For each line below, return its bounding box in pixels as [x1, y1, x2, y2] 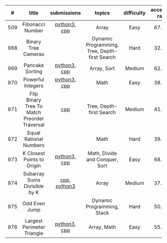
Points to [23, 156, 44, 163]
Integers [24, 82, 44, 89]
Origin [26, 162, 41, 169]
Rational [24, 136, 43, 142]
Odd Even [22, 200, 46, 207]
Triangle [24, 230, 44, 237]
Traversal [23, 121, 45, 128]
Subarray [23, 171, 45, 177]
